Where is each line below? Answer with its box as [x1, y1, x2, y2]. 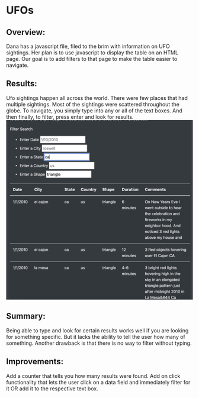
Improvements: [6, 357, 64, 367]
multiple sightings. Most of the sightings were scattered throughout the [6, 101, 179, 108]
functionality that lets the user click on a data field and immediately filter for [6, 378, 191, 386]
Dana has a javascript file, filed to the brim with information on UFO [6, 43, 170, 50]
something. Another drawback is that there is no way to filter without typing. [6, 339, 192, 347]
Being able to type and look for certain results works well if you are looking [6, 326, 189, 334]
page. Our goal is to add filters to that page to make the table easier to [6, 56, 178, 62]
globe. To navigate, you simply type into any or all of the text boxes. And [6, 107, 182, 114]
